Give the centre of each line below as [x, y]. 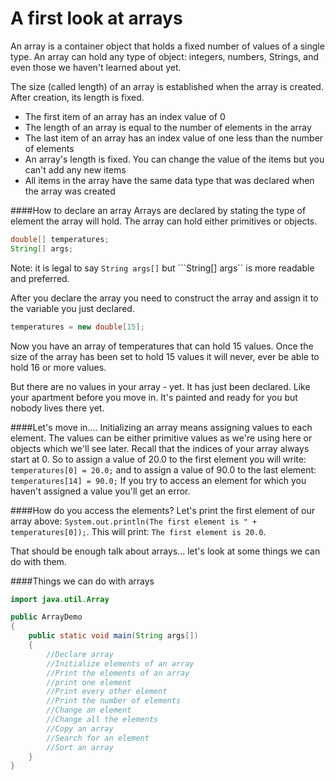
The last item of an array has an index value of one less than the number [174, 138]
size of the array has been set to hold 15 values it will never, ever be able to [165, 356]
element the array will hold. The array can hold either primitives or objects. [164, 221]
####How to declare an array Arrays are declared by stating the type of [158, 210]
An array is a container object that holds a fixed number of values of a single [167, 46]
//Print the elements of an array [118, 673]
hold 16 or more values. [58, 367]
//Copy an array [80, 728]
